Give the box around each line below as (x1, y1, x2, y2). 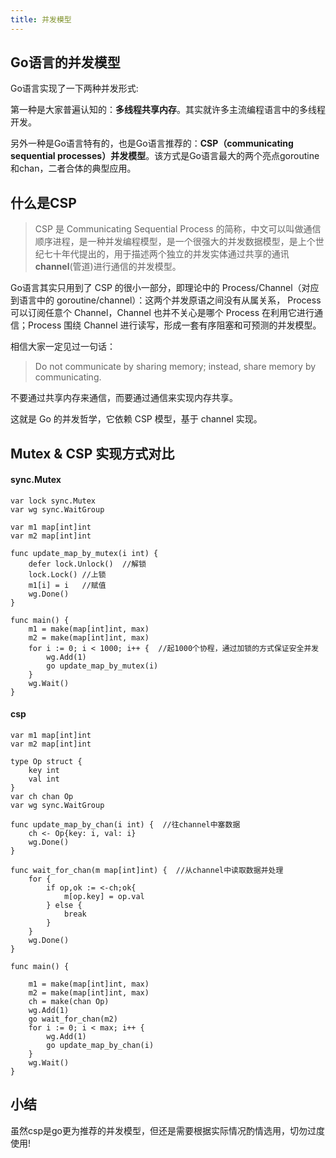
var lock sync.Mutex (10, 496, 97, 506)
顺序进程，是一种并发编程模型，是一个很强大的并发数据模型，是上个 (34, 236, 316, 248)
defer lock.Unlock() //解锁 (28, 559, 147, 569)
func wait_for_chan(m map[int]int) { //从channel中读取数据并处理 (10, 866, 284, 876)
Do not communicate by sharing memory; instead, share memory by (34, 361, 317, 373)
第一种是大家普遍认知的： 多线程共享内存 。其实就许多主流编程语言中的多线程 (10, 104, 326, 116)
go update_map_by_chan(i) (46, 1041, 155, 1051)
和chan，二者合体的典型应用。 (10, 162, 137, 175)
